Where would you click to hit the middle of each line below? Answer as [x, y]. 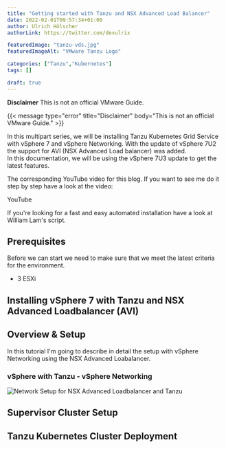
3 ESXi [26, 278]
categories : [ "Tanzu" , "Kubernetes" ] [59, 64]
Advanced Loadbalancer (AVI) [73, 311]
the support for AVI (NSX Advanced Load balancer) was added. [97, 151]
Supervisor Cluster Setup [63, 413]
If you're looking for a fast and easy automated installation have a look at [110, 212]
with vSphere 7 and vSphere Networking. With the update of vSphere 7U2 [112, 143]
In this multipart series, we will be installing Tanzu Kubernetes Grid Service [113, 136]
